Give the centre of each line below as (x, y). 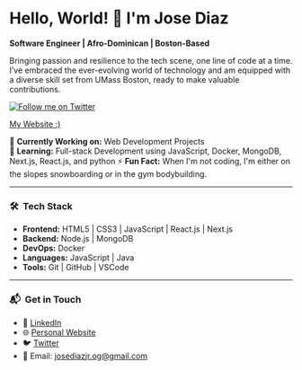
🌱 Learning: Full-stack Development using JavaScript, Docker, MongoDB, (146, 151)
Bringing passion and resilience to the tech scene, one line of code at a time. (151, 60)
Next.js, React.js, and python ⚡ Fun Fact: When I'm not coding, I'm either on (150, 161)
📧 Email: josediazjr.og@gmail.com (85, 356)
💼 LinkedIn (42, 322)
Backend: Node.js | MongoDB (78, 239)
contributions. (35, 89)
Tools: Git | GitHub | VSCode (75, 268)
